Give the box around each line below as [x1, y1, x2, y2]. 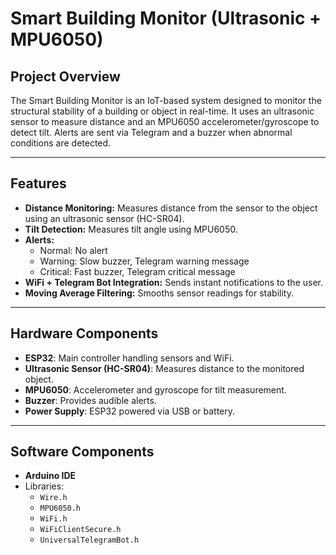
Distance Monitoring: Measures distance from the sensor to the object [24, 202, 318, 214]
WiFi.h [39, 514, 68, 524]
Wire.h [39, 493, 68, 503]
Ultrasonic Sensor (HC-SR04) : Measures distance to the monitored [24, 362, 305, 374]
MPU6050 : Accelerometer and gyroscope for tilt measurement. [24, 383, 287, 396]
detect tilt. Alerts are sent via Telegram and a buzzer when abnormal [10, 127, 293, 138]
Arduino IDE [24, 470, 77, 482]
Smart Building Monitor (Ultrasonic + [10, 7, 322, 30]
